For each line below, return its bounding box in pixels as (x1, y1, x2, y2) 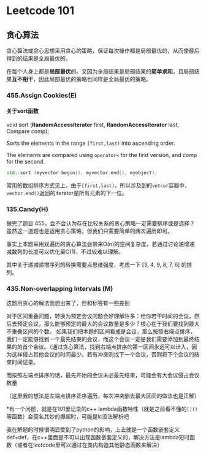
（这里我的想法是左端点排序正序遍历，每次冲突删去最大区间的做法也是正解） (6, 392, 200, 399)
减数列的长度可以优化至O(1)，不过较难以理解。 (6, 248, 124, 255)
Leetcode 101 (6, 4, 75, 18)
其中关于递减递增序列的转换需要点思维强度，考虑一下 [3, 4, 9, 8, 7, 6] (6, 261, 180, 269)
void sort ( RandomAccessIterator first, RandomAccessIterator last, (6, 121, 180, 129)
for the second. (6, 158, 45, 166)
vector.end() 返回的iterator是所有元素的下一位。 (6, 190, 128, 196)
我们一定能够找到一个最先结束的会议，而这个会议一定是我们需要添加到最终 (6, 335, 194, 342)
